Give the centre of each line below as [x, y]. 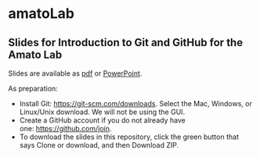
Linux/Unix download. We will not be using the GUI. [102, 112]
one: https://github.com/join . [65, 128]
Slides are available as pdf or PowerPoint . [75, 73]
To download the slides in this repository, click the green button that [129, 137]
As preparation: [33, 88]
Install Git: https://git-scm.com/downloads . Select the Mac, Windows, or [135, 103]
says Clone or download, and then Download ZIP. [99, 145]
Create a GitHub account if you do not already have [102, 120]
